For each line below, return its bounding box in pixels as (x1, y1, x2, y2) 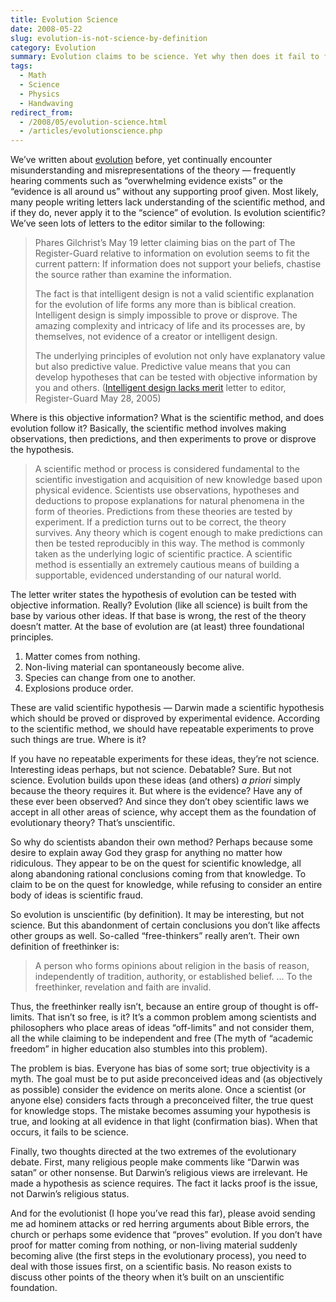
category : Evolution (10, 42, 97, 53)
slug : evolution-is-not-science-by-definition (10, 33, 208, 43)
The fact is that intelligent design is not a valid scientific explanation (34, 288, 315, 300)
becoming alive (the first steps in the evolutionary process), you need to (10, 1250, 307, 1262)
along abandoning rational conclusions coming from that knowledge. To (10, 868, 307, 880)
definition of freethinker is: (10, 941, 120, 953)
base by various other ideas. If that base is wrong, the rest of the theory (10, 610, 307, 622)
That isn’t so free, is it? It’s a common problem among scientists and (36, 1011, 317, 1023)
